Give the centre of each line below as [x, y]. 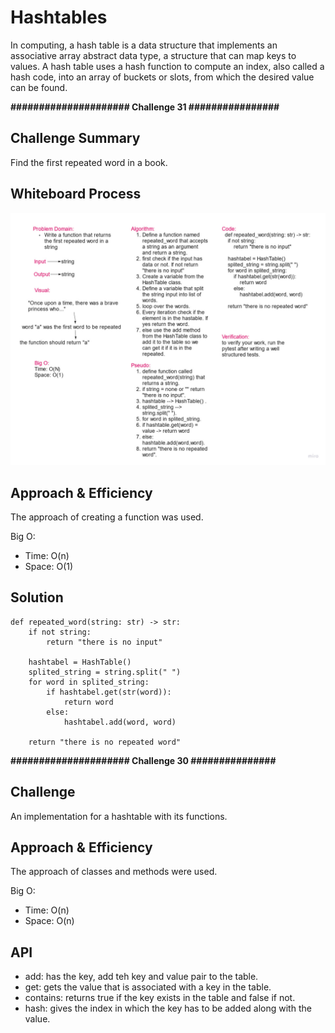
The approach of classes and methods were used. [114, 872]
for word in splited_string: [89, 682]
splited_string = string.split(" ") [105, 672]
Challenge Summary [75, 138]
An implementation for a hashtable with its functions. [119, 816]
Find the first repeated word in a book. [89, 162]
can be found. [39, 87]
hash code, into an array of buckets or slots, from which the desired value [162, 77]
